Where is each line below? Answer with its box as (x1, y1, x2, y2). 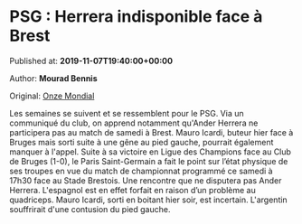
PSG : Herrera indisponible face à (9, 6, 263, 27)
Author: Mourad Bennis (9, 72, 98, 83)
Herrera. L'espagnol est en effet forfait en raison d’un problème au (9, 184, 256, 195)
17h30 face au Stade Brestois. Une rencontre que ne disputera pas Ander (9, 174, 282, 186)
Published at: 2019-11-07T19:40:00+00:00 (9, 55, 174, 66)
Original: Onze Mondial (9, 90, 95, 101)
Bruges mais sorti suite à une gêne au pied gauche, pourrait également (9, 136, 274, 147)
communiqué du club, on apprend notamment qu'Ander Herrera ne (9, 117, 259, 128)
